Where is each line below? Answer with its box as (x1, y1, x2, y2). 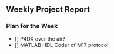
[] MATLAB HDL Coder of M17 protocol (14, 41, 109, 48)
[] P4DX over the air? (14, 35, 66, 42)
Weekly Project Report (6, 5, 90, 15)
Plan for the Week (6, 22, 58, 30)
